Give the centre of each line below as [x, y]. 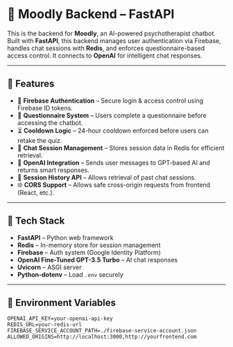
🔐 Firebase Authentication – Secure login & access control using [110, 101]
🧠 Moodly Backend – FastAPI [91, 14]
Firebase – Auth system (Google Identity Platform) [89, 252]
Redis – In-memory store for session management [89, 245]
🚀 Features [31, 84]
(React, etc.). [36, 192]
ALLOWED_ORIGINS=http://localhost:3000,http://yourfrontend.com [102, 337]
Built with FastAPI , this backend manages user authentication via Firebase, [114, 40]
